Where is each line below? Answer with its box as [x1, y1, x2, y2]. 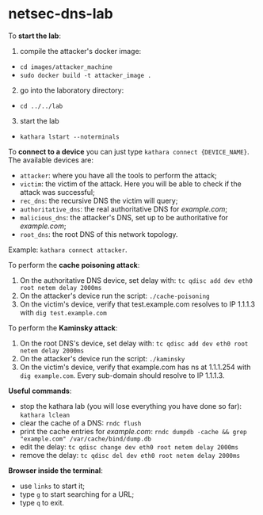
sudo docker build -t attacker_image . [19, 71, 152, 79]
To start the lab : [8, 31, 62, 40]
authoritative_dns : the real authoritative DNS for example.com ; [19, 204, 228, 214]
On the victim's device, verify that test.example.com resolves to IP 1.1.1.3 [19, 299, 256, 309]
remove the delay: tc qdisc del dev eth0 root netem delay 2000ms [19, 450, 240, 460]
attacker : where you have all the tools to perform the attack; [19, 170, 218, 180]
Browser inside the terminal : [8, 465, 103, 475]
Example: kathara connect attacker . [8, 245, 128, 254]
